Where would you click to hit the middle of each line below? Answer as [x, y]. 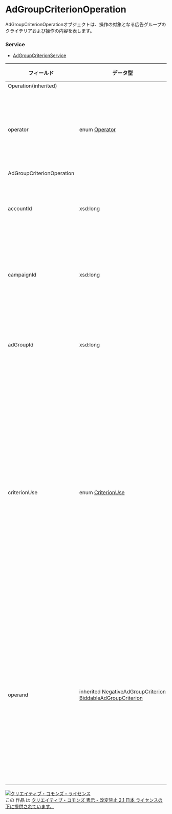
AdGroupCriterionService [39, 55]
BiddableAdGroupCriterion [111, 698]
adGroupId [21, 345]
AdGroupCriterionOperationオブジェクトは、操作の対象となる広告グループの [86, 24]
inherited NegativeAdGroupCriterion [123, 692]
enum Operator [98, 129]
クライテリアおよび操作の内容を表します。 [50, 31]
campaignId [22, 275]
